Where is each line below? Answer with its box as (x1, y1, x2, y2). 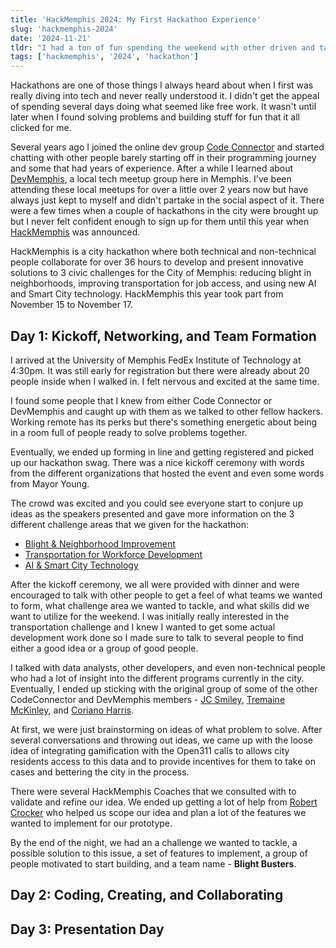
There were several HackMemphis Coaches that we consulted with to (10, 785, 297, 797)
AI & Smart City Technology (24, 559, 139, 571)
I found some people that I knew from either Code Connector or (10, 394, 273, 406)
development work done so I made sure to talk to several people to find (10, 631, 304, 643)
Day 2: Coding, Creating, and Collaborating (10, 887, 284, 904)
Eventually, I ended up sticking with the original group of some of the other (10, 682, 318, 695)
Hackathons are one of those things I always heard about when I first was (10, 79, 314, 91)
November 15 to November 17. (10, 299, 133, 311)
